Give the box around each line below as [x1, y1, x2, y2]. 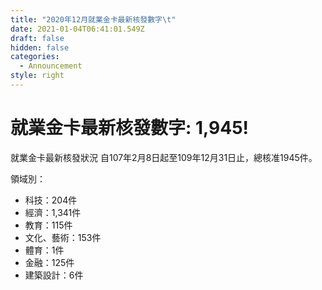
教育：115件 [24, 219, 73, 231]
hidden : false [10, 42, 70, 53]
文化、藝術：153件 [24, 231, 102, 243]
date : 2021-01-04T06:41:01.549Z [10, 24, 145, 34]
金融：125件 [24, 256, 75, 268]
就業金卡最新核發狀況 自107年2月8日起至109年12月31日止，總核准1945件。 [10, 151, 318, 163]
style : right [10, 71, 65, 81]
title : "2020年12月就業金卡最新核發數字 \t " [10, 14, 177, 25]
